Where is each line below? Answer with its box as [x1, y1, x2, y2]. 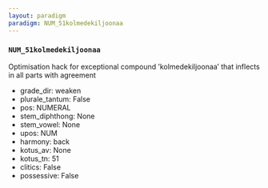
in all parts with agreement [8, 70, 96, 80]
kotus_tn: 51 [19, 154, 60, 163]
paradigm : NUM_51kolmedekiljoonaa [8, 19, 124, 27]
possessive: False [19, 170, 79, 180]
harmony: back [19, 137, 70, 146]
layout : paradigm [8, 11, 66, 20]
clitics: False [19, 162, 62, 172]
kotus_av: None [19, 145, 72, 154]
